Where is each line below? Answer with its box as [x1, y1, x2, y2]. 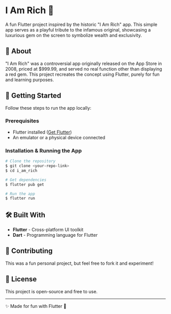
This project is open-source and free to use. [5, 288, 98, 294]
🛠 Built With [5, 210, 46, 219]
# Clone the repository [5, 159, 56, 164]
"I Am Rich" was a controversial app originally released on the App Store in [5, 60, 162, 67]
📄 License [5, 275, 37, 284]
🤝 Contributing [5, 246, 53, 256]
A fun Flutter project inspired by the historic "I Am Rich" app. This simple [5, 21, 158, 27]
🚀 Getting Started [5, 91, 62, 100]
